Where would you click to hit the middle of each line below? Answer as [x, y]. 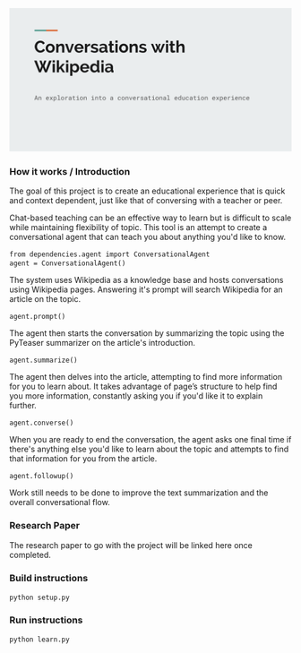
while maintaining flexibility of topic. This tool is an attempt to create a [138, 228]
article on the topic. [45, 299]
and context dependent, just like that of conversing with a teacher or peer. [146, 201]
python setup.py [39, 598]
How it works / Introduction [70, 172]
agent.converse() [42, 423]
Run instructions [46, 620]
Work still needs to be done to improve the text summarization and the [139, 493]
